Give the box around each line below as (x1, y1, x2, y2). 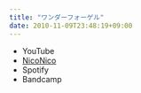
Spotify (21, 64, 49, 75)
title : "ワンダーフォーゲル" (9, 12, 105, 22)
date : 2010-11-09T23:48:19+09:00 (9, 21, 133, 30)
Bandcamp (21, 74, 62, 84)
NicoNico (21, 55, 57, 66)
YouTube (21, 45, 55, 56)
